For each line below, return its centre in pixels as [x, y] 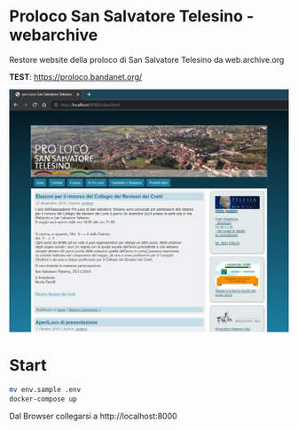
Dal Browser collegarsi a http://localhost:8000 [93, 416]
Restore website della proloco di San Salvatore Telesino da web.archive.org [147, 59]
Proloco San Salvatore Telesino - [132, 16]
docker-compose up [43, 399]
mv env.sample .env [45, 390]
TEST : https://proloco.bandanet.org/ [76, 76]
